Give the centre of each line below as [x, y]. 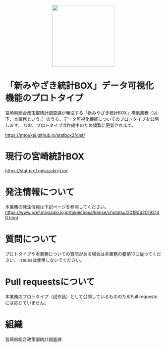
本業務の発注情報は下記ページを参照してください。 [57, 207]
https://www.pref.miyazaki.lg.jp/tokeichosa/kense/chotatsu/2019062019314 [82, 212]
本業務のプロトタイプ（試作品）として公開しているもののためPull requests [81, 297]
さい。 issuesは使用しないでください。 [45, 260]
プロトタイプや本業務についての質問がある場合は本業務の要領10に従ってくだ [83, 254]
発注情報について [40, 192]
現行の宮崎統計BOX [45, 157]
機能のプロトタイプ [44, 98]
